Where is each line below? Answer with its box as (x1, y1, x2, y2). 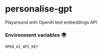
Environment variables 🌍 (5, 31, 67, 38)
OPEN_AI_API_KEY (5, 44, 38, 49)
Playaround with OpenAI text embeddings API (5, 19, 97, 25)
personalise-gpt (5, 3, 73, 14)
